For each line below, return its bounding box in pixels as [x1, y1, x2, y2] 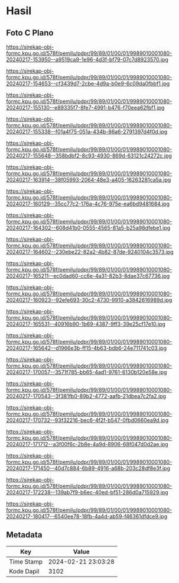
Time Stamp [9, 558, 43, 566]
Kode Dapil [9, 567, 40, 575]
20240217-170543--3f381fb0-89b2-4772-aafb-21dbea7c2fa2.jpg [6, 392, 167, 400]
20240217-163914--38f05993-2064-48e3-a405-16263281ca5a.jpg [6, 176, 171, 183]
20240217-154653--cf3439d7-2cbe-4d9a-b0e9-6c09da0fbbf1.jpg [6, 80, 170, 87]
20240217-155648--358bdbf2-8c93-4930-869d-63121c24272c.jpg [6, 152, 173, 159]
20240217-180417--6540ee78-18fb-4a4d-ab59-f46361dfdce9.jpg [6, 513, 168, 520]
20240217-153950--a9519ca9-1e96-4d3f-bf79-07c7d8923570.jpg [6, 56, 168, 63]
